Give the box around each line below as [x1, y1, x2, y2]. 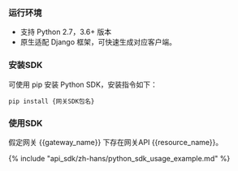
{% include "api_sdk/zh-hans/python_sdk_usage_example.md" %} [8, 153, 231, 163]
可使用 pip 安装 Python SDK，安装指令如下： [8, 79, 158, 89]
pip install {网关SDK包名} [8, 97, 95, 105]
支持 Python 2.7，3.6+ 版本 [19, 27, 112, 37]
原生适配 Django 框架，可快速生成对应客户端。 [19, 37, 177, 47]
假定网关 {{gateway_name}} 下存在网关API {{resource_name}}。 [8, 137, 223, 147]
